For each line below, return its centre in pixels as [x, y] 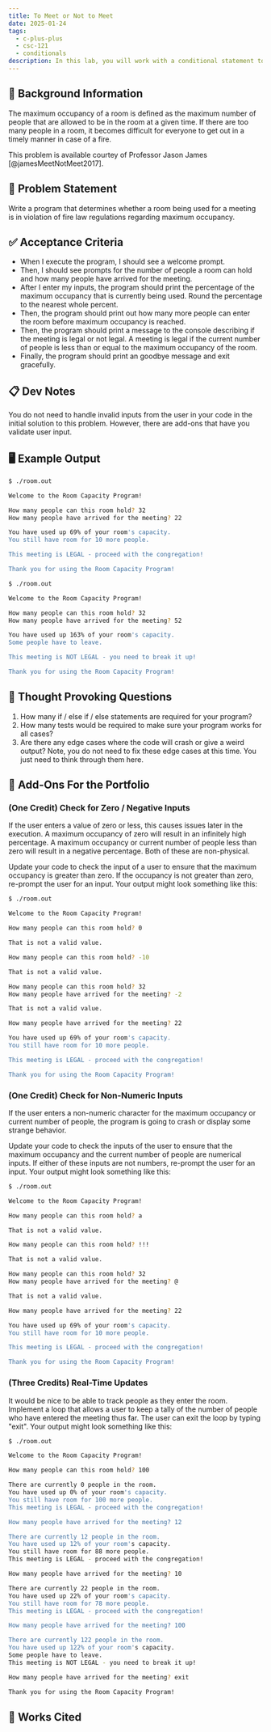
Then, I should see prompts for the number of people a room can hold [136, 270]
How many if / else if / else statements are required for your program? [136, 716]
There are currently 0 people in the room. [83, 1485]
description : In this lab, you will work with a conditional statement [131, 61]
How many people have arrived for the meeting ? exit [99, 1677]
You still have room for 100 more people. [81, 1500]
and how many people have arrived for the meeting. [106, 279]
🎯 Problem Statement [63, 189]
